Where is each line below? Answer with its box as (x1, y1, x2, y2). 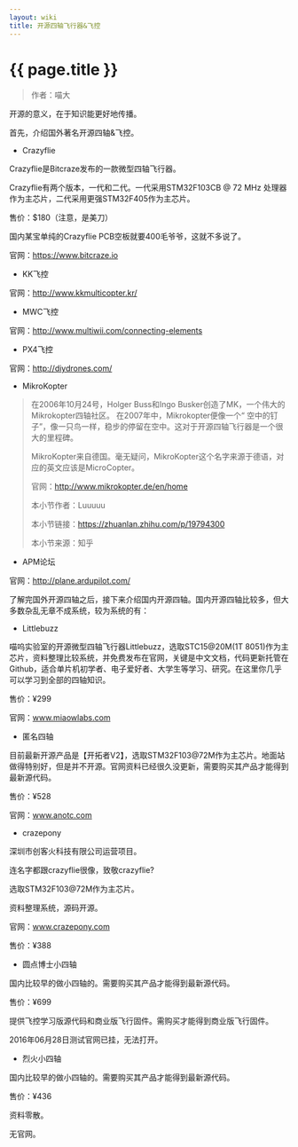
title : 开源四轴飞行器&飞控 (9, 21, 101, 30)
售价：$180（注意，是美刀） (9, 212, 114, 223)
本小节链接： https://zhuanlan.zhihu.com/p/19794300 (30, 519, 225, 530)
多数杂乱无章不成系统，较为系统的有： (9, 605, 149, 617)
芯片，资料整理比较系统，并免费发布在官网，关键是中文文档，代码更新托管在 (9, 653, 289, 664)
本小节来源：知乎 (30, 538, 94, 548)
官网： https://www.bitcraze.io (9, 250, 118, 261)
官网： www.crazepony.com (9, 922, 111, 932)
